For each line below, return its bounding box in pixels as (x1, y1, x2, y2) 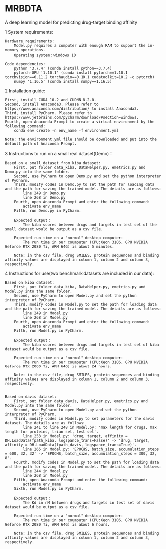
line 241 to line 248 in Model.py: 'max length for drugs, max (23, 425, 157, 430)
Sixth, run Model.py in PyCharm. (14, 486, 83, 491)
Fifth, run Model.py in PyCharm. (14, 328, 83, 333)
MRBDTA (5, 3, 43, 14)
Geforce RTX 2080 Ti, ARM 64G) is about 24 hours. (5, 364, 112, 369)
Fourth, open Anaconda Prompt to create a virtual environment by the (5, 119, 155, 124)
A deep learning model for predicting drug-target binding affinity (5, 19, 138, 25)
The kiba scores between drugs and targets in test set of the (23, 222, 157, 227)
